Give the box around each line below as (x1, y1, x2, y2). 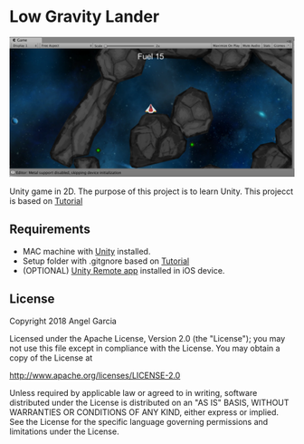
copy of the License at (9, 352, 93, 363)
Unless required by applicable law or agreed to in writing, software (9, 387, 258, 398)
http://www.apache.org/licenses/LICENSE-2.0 (9, 370, 181, 381)
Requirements (9, 222, 90, 237)
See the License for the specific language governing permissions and (9, 416, 269, 427)
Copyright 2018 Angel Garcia (9, 315, 118, 326)
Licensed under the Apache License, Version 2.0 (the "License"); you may (9, 333, 286, 343)
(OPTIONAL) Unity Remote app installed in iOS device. (22, 265, 225, 275)
